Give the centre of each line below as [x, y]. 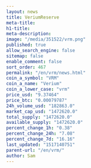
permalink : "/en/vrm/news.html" [46, 73]
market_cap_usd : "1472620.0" [42, 111]
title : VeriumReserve [33, 17]
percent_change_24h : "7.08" [41, 134]
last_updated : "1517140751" [41, 144]
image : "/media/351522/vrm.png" [46, 39]
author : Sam [21, 155]
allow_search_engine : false [41, 51]
